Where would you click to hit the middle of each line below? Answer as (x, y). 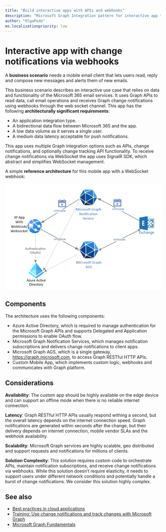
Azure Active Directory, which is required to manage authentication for (84, 326)
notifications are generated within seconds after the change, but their (76, 425)
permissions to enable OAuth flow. (47, 336)
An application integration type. (44, 121)
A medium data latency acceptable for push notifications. (71, 136)
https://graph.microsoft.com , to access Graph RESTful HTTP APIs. (80, 357)
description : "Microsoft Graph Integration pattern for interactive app (82, 16)
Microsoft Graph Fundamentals (44, 525)
